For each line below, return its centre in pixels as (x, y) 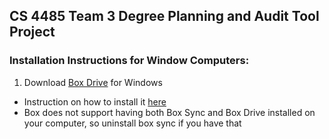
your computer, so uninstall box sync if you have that (132, 123)
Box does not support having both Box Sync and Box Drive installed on (169, 112)
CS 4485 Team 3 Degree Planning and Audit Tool (164, 16)
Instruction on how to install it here (95, 101)
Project (32, 32)
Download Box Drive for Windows (93, 82)
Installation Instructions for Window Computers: (129, 61)
